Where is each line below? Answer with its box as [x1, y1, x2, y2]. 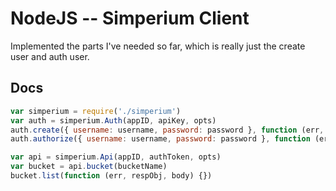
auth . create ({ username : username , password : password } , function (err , [10, 125, 325, 135]
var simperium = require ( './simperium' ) [10, 106, 182, 116]
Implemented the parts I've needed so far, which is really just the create [10, 40, 306, 52]
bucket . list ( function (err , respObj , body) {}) [10, 171, 213, 181]
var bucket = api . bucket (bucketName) [10, 162, 168, 172]
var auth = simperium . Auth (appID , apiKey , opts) [10, 115, 217, 126]
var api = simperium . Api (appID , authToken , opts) [10, 152, 222, 162]
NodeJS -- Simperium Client [10, 7, 250, 30]
